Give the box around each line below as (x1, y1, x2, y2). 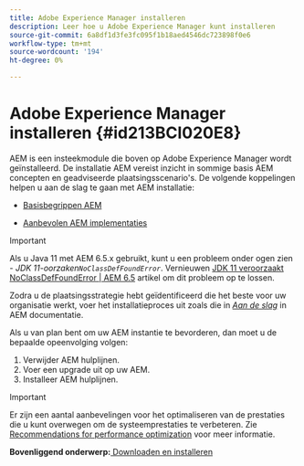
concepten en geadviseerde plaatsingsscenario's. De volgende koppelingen (9, 172, 296, 183)
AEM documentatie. (9, 309, 84, 320)
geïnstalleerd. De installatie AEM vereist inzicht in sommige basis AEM (9, 162, 274, 174)
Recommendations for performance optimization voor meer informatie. (9, 429, 276, 440)
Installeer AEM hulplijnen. (22, 374, 119, 385)
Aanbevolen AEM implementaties (22, 217, 148, 228)
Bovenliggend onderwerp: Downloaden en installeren (9, 446, 213, 457)
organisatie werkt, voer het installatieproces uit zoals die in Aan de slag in (9, 299, 288, 311)
